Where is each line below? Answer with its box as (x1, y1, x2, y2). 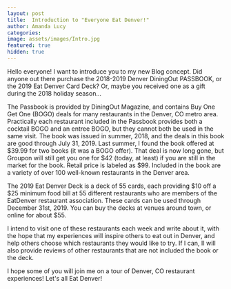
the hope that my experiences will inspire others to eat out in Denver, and (7, 231, 215, 239)
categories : (7, 29, 41, 36)
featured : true (7, 42, 51, 49)
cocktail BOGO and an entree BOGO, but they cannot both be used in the (7, 125, 214, 133)
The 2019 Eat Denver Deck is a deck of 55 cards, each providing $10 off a (7, 182, 217, 190)
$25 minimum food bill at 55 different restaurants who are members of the (7, 189, 218, 197)
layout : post (7, 10, 45, 17)
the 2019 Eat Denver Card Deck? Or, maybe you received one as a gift (7, 82, 205, 90)
